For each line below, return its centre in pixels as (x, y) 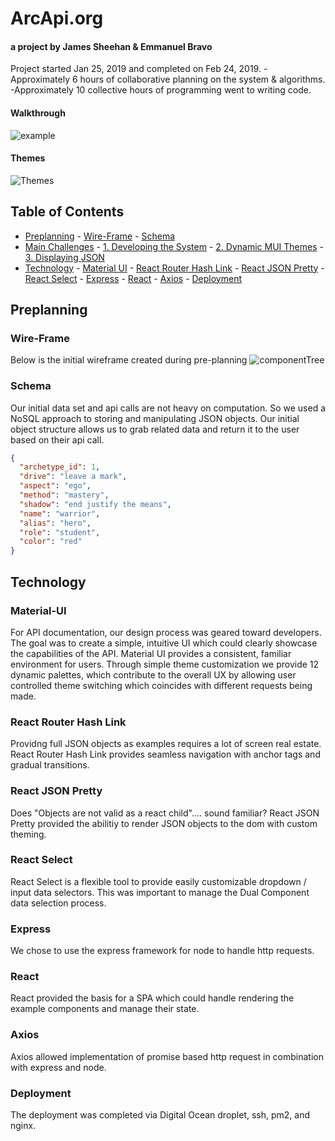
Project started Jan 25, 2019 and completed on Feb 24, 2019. (136, 69)
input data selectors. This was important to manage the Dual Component (160, 892)
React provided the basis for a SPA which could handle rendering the (152, 998)
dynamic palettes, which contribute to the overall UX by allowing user (153, 674)
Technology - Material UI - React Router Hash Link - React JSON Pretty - (174, 268)
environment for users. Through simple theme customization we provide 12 (165, 664)
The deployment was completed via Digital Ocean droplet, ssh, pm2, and (160, 1114)
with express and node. (58, 1067)
